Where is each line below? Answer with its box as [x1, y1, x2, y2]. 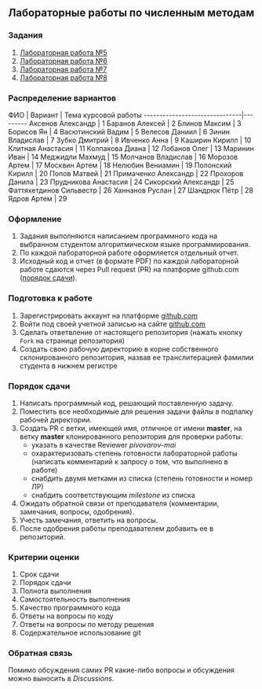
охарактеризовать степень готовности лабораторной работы [31, 448, 238, 458]
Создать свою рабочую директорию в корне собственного [19, 344, 219, 353]
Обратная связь [8, 648, 73, 659]
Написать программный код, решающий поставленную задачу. [19, 398, 234, 407]
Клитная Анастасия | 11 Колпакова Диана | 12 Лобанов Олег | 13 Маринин [8, 143, 254, 153]
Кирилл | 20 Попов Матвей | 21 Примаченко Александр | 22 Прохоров [8, 168, 244, 178]
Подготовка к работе [8, 293, 93, 304]
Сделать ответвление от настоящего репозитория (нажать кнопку [19, 327, 243, 337]
